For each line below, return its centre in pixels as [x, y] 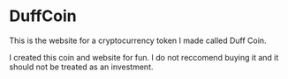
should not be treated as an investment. [81, 67]
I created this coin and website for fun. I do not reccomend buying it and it [144, 57]
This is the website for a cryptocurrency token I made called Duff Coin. [138, 40]
